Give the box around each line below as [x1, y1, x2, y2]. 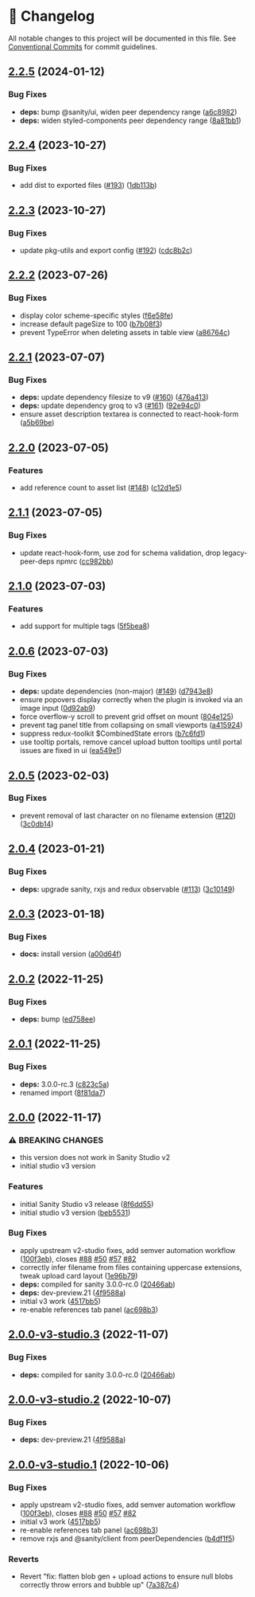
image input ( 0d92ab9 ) [19, 704, 95, 713]
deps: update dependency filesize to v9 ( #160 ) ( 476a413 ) [19, 392, 209, 402]
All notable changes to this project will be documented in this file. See [8, 33, 237, 43]
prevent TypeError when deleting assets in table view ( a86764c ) [19, 327, 230, 337]
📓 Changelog [8, 7, 95, 25]
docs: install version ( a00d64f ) [19, 949, 122, 959]
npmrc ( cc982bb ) [56, 556, 114, 566]
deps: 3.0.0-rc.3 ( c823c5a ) [19, 1079, 110, 1089]
